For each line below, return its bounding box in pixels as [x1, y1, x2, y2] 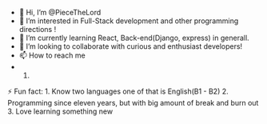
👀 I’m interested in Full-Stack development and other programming [18, 16, 239, 26]
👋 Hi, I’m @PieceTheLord [18, 8, 102, 17]
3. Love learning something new [7, 106, 114, 116]
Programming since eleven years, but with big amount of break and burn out [7, 98, 259, 107]
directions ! [18, 25, 57, 34]
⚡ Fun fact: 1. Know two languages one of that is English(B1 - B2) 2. [7, 86, 229, 96]
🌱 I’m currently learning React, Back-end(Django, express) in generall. [18, 33, 249, 42]
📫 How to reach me [18, 50, 86, 60]
